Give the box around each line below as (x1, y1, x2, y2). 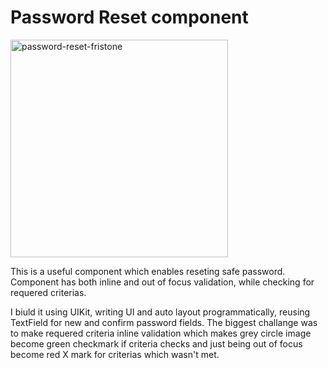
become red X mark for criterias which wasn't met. (10, 348, 220, 360)
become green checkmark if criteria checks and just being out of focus (10, 337, 303, 350)
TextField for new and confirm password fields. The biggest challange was (10, 316, 318, 328)
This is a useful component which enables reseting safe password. (10, 265, 286, 277)
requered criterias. (10, 286, 87, 298)
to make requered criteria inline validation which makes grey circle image (10, 327, 312, 339)
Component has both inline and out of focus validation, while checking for (10, 276, 315, 288)
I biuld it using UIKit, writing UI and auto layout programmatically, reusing (10, 306, 311, 318)
